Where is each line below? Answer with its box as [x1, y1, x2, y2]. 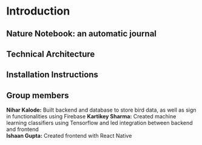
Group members [6, 90, 69, 101]
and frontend [6, 126, 39, 133]
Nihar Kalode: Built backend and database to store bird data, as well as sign [6, 106, 197, 113]
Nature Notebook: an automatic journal [6, 29, 157, 39]
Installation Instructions [6, 70, 99, 80]
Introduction [6, 4, 70, 18]
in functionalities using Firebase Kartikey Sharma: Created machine [6, 113, 177, 120]
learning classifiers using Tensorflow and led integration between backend [6, 120, 193, 127]
